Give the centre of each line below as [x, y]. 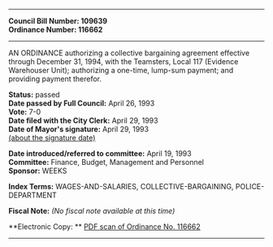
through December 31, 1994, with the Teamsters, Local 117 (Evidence [123, 61]
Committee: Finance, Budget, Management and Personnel [106, 162]
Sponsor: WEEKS [38, 171]
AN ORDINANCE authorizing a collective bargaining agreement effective [129, 53]
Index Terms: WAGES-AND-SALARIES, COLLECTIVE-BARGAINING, [121, 186]
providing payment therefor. [55, 79]
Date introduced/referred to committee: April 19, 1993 [100, 154]
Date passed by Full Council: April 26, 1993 [82, 103]
